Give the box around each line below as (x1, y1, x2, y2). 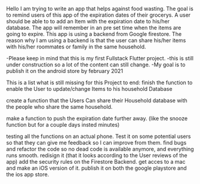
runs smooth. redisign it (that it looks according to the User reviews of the (6, 152, 187, 159)
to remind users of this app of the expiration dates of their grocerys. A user (6, 11, 191, 19)
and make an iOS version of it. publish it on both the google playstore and (6, 164, 187, 171)
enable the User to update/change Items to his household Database (6, 85, 173, 92)
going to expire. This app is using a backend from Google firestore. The (6, 30, 182, 38)
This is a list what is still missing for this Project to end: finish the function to (6, 79, 193, 86)
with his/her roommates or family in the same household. (6, 43, 146, 50)
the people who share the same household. (6, 103, 113, 110)
